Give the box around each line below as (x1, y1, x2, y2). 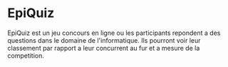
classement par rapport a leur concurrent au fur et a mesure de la (7, 43, 200, 52)
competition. (7, 51, 45, 60)
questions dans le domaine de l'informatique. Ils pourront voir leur (7, 36, 201, 44)
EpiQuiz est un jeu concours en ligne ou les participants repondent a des (7, 29, 221, 37)
